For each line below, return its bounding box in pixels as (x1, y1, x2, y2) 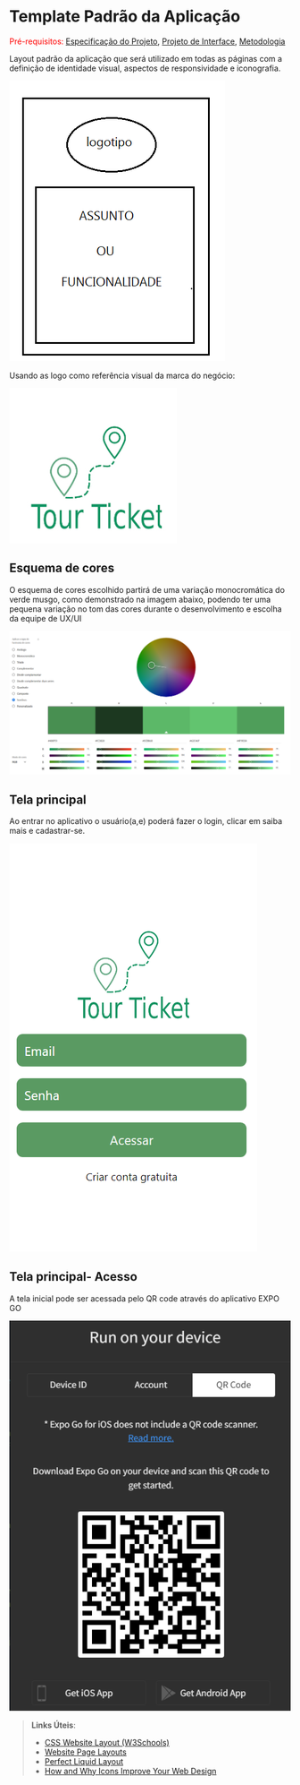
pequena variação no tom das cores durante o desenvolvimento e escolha (9, 603, 283, 614)
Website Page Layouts (44, 1746, 127, 1757)
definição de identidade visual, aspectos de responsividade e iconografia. (9, 63, 281, 73)
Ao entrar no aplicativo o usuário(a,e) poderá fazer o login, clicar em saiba (9, 815, 283, 826)
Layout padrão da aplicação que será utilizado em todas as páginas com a (9, 53, 283, 64)
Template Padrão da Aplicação (9, 6, 241, 27)
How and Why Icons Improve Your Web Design (44, 1765, 217, 1776)
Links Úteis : (30, 1720, 76, 1730)
